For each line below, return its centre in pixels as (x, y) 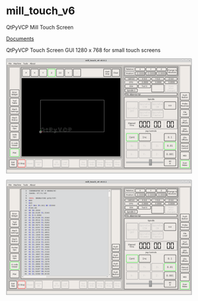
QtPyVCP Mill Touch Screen (40, 27)
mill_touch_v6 (41, 11)
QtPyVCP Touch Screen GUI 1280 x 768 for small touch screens (83, 50)
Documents (20, 38)
